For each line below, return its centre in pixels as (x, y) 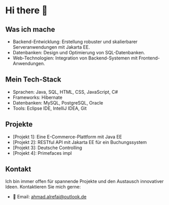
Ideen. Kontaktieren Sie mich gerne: (43, 187)
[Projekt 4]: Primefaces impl (42, 153)
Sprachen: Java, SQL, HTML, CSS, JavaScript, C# (65, 92)
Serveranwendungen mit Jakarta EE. (51, 47)
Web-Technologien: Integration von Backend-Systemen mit (75, 58)
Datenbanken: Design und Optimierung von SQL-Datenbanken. (79, 53)
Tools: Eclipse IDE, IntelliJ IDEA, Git (50, 108)
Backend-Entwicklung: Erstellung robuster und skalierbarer (75, 42)
